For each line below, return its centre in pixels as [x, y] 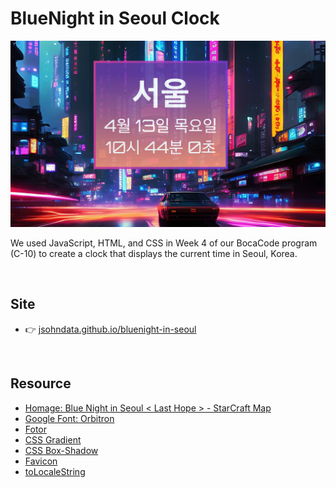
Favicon [41, 461]
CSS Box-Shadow [61, 450]
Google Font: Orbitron [69, 418]
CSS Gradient [53, 439]
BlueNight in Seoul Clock [115, 18]
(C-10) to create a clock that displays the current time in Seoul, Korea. [154, 253]
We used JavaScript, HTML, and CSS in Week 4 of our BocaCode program [164, 243]
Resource [41, 383]
